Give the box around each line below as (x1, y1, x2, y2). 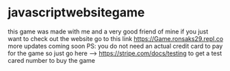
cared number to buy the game (8, 56, 95, 64)
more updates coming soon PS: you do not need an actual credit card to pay (8, 42, 223, 50)
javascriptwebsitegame (8, 5, 145, 20)
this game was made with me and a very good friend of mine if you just (8, 27, 209, 35)
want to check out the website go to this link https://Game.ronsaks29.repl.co (8, 34, 224, 42)
